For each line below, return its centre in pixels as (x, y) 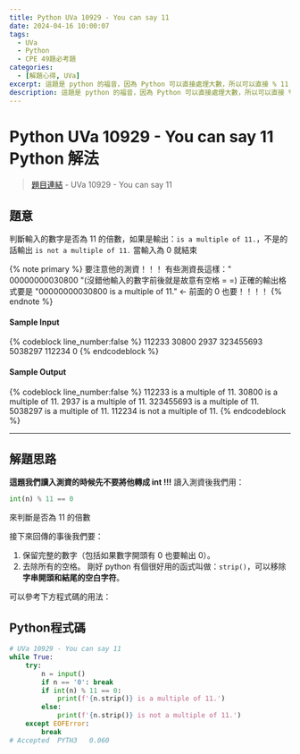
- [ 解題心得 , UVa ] (49, 76)
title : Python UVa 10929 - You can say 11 (89, 17)
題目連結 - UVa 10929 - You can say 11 (101, 185)
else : (52, 707)
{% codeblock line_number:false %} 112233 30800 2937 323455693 (136, 342)
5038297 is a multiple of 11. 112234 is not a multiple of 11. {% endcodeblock (148, 411)
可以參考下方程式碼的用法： (60, 597)
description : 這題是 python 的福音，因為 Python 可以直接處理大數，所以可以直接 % (151, 92)
